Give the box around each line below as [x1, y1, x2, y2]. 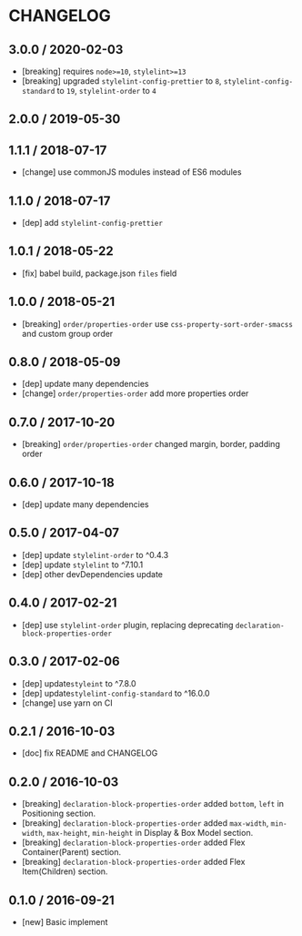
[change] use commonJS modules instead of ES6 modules [21, 167, 242, 178]
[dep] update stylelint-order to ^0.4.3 [21, 549, 169, 560]
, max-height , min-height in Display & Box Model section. [42, 828, 254, 839]
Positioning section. [21, 808, 96, 819]
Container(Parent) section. [21, 847, 122, 858]
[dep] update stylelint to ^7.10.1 [21, 559, 144, 570]
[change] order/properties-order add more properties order [21, 388, 249, 399]
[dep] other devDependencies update [21, 568, 164, 579]
